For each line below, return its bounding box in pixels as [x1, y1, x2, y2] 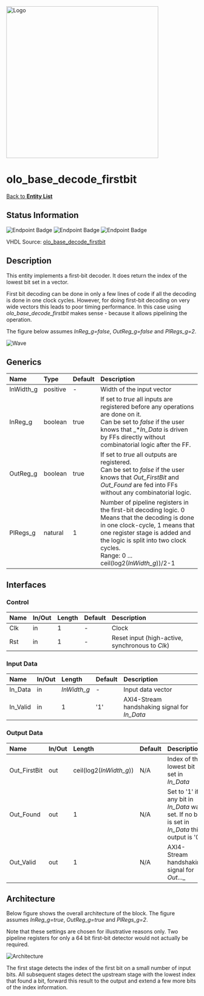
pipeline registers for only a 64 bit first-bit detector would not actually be [6, 935, 188, 942]
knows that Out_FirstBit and [100, 473, 179, 482]
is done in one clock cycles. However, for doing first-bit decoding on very [6, 296, 190, 304]
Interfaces [6, 579, 47, 590]
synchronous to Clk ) [111, 641, 170, 650]
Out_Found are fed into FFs [100, 481, 178, 489]
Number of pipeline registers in [100, 498, 189, 507]
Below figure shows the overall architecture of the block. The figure [6, 910, 175, 917]
